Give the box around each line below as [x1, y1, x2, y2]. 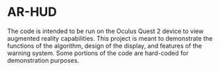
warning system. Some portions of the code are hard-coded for [7, 49, 189, 57]
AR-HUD [7, 4, 58, 20]
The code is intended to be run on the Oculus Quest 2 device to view [7, 27, 204, 35]
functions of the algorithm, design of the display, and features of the [7, 41, 203, 50]
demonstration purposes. [7, 56, 80, 64]
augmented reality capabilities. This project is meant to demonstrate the [7, 34, 213, 42]
